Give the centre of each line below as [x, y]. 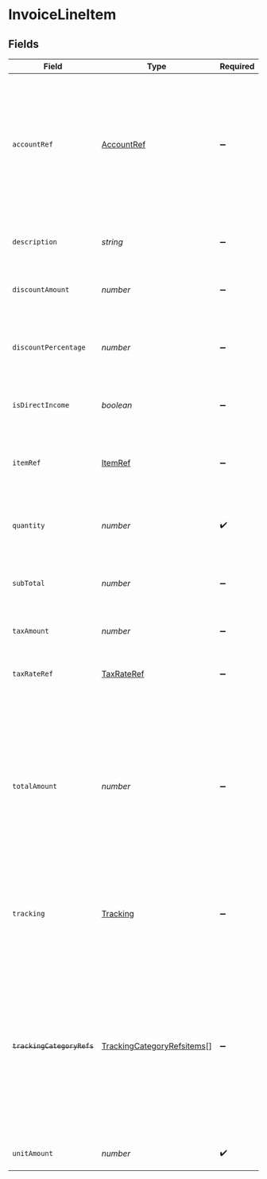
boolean [117, 405]
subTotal [29, 583]
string [112, 242]
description [35, 242]
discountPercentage [49, 347]
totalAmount [35, 786]
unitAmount [33, 1153]
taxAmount [31, 631]
